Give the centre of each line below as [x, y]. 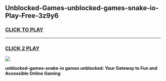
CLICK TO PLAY [24, 30]
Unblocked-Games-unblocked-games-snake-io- [82, 8]
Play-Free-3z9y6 [32, 16]
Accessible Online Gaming [33, 73]
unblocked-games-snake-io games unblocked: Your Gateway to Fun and [81, 68]
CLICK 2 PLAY [22, 48]
